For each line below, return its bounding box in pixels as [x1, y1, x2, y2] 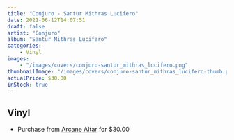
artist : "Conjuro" [7, 29, 61, 37]
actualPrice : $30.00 [7, 74, 68, 82]
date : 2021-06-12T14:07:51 [7, 17, 86, 24]
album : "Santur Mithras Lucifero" [7, 36, 108, 43]
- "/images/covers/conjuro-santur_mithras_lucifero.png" [19, 62, 189, 69]
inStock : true [7, 81, 49, 88]
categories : [7, 42, 42, 49]
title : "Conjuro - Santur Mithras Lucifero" [7, 10, 139, 17]
